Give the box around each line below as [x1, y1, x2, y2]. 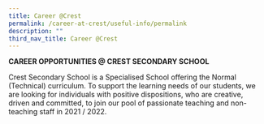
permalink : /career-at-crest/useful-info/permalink [8, 19, 187, 28]
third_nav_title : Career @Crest [8, 34, 118, 43]
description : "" [8, 27, 63, 35]
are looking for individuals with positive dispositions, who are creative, [8, 90, 244, 100]
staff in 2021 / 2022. [39, 107, 107, 117]
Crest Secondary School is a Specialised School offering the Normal [8, 72, 237, 82]
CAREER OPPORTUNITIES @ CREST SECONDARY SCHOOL [8, 57, 210, 66]
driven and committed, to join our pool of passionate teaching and [8, 98, 229, 108]
